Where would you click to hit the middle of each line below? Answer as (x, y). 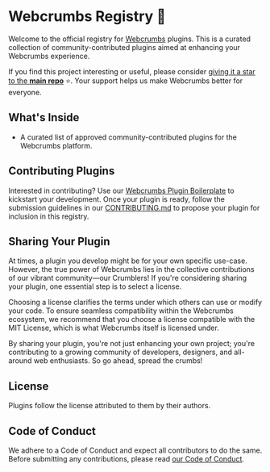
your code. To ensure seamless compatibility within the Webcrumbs (121, 311)
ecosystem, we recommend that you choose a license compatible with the (132, 320)
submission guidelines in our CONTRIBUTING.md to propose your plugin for (134, 207)
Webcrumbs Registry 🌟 (87, 17)
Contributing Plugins (62, 171)
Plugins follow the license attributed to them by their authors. (110, 406)
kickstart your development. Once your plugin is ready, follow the (117, 199)
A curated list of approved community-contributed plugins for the (129, 137)
